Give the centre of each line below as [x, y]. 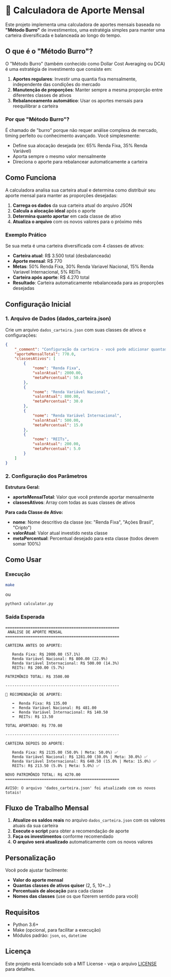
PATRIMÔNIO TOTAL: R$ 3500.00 [37, 676]
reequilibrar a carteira [35, 106]
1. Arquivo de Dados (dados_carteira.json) [58, 319]
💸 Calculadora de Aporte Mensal [75, 10]
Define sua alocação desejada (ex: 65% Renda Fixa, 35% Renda [80, 146]
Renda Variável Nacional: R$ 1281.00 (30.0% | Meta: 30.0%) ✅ [80, 757]
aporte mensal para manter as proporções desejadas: [62, 195]
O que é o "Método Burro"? [49, 51]
